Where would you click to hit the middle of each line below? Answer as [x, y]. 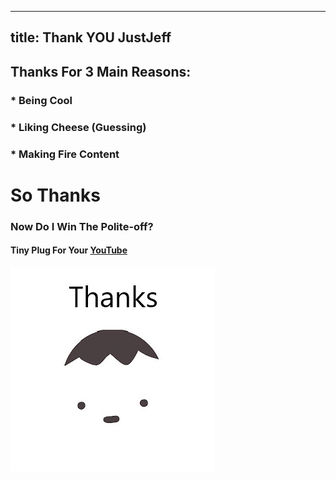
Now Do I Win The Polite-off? [82, 226]
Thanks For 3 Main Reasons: [101, 71]
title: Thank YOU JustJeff [91, 37]
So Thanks [55, 195]
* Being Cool [41, 100]
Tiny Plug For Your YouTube [69, 250]
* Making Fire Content [65, 154]
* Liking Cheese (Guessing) [78, 127]
